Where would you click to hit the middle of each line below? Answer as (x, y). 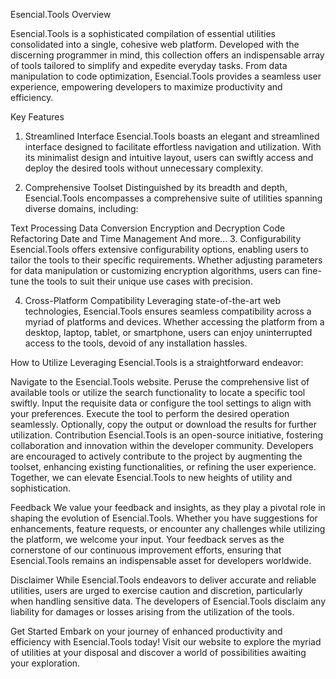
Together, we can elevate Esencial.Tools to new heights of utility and (151, 477)
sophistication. (41, 488)
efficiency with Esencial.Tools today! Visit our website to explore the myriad (166, 642)
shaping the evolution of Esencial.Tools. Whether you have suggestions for (164, 518)
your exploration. (45, 663)
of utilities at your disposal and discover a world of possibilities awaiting (158, 652)
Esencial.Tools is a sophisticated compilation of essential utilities (143, 33)
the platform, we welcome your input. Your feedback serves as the (147, 539)
